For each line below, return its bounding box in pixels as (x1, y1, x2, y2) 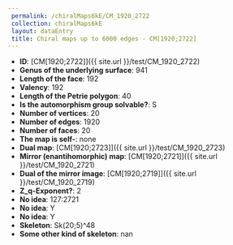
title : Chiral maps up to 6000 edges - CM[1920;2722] (11, 34, 197, 43)
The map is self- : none (19, 135, 97, 144)
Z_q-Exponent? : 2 (19, 186, 82, 196)
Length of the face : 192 (19, 74, 99, 84)
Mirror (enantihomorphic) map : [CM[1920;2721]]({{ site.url (19, 152, 218, 161)
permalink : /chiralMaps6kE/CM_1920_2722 (11, 11, 150, 20)
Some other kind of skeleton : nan (19, 229, 133, 239)
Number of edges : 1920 (19, 117, 101, 127)
